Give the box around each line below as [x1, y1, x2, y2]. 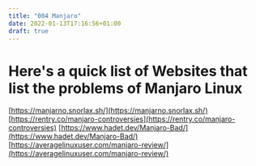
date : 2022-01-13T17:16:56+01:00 [8, 19, 122, 28]
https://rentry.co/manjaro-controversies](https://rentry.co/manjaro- [11, 114, 236, 124]
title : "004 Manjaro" [8, 11, 82, 20]
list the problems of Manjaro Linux [8, 79, 243, 97]
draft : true [8, 27, 49, 35]
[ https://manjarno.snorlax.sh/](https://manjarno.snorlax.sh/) [8, 106, 208, 116]
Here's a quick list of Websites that [8, 62, 249, 80]
